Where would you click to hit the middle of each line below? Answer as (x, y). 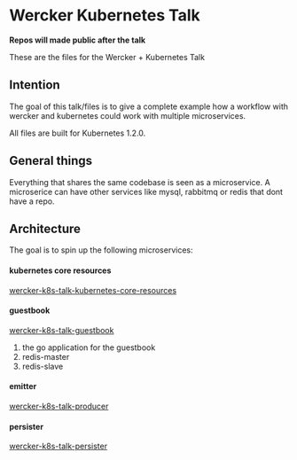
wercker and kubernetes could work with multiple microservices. (128, 115)
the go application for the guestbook (89, 347)
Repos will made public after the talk (78, 40)
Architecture (45, 228)
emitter (23, 386)
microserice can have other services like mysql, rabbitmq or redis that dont (146, 191)
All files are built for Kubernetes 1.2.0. (78, 133)
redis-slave (43, 366)
